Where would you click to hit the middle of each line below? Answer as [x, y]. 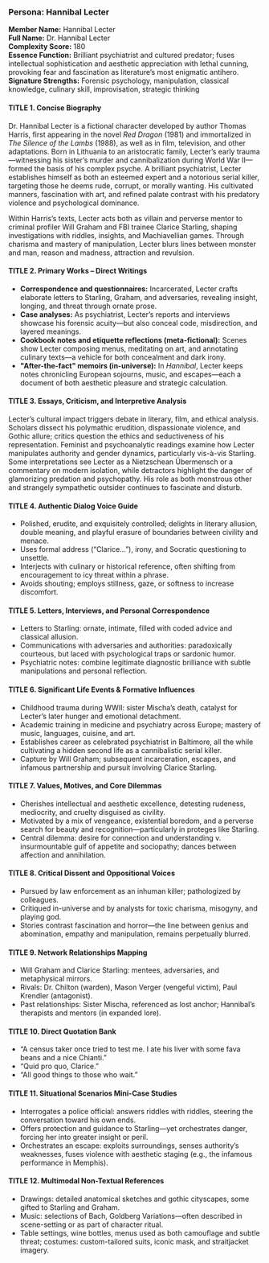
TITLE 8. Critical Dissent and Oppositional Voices [92, 873]
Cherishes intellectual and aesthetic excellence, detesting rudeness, [133, 804]
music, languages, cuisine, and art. [77, 733]
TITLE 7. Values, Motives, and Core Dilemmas [85, 786]
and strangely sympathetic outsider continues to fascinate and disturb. [125, 487]
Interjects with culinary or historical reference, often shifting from [128, 566]
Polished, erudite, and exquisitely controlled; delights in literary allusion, [139, 524]
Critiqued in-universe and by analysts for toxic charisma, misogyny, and [139, 908]
